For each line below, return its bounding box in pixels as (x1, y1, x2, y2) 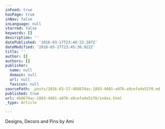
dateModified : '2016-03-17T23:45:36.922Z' (5, 44, 95, 49)
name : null (10, 68, 33, 73)
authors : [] (5, 58, 30, 63)
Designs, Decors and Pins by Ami (5, 118, 74, 124)
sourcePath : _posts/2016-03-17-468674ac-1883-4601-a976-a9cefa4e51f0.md (5, 86, 160, 91)
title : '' (5, 49, 26, 54)
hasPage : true (5, 12, 35, 17)
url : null (10, 77, 30, 82)
